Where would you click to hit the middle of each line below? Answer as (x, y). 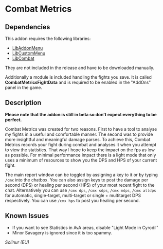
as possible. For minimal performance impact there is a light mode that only (81, 155)
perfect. (13, 120)
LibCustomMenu (29, 53)
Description (23, 103)
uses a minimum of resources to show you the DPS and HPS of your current (81, 160)
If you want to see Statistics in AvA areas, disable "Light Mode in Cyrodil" (85, 228)
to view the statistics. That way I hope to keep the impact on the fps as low (80, 150)
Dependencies (27, 27)
